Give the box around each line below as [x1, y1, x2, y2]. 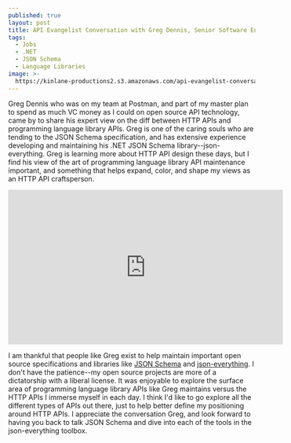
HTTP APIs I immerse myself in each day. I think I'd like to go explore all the [8, 392, 252, 401]
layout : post [8, 19, 51, 27]
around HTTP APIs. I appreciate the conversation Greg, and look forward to [8, 409, 251, 419]
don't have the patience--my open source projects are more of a [8, 367, 217, 377]
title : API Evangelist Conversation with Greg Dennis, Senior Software [8, 26, 247, 34]
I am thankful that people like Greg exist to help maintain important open [8, 350, 242, 360]
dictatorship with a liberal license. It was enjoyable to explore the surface [8, 375, 244, 385]
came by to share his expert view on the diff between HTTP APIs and [8, 115, 231, 125]
